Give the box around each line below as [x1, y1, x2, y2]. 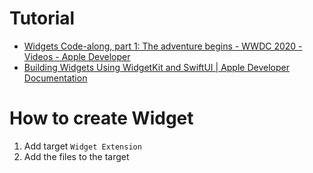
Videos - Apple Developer [23, 50, 131, 62]
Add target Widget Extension [23, 140, 142, 152]
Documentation [23, 72, 88, 84]
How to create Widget [9, 107, 194, 130]
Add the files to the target [23, 150, 130, 162]
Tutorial [9, 7, 76, 30]
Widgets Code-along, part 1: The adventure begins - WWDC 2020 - [23, 40, 303, 52]
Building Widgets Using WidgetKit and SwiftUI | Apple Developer [23, 61, 290, 73]
